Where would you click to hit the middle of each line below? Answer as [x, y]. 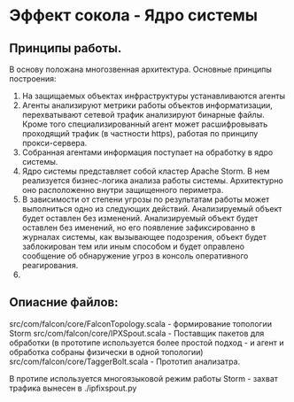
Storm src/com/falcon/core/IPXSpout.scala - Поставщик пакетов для [137, 333]
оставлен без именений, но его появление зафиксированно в [139, 228]
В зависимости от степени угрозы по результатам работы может [146, 199]
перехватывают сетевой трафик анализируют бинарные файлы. [143, 115]
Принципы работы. [66, 48]
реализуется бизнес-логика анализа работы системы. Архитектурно [152, 181]
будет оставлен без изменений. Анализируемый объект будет [140, 218]
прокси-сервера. [54, 143]
